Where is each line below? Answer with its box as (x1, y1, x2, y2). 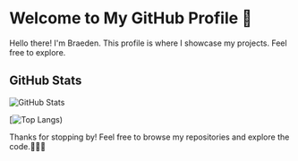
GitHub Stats (9, 73, 82, 89)
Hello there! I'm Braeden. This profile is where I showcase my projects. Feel (9, 38, 288, 48)
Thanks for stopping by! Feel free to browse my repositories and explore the (9, 131, 290, 142)
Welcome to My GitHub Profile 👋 (9, 8, 252, 29)
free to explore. (9, 47, 66, 57)
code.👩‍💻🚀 (9, 140, 47, 151)
